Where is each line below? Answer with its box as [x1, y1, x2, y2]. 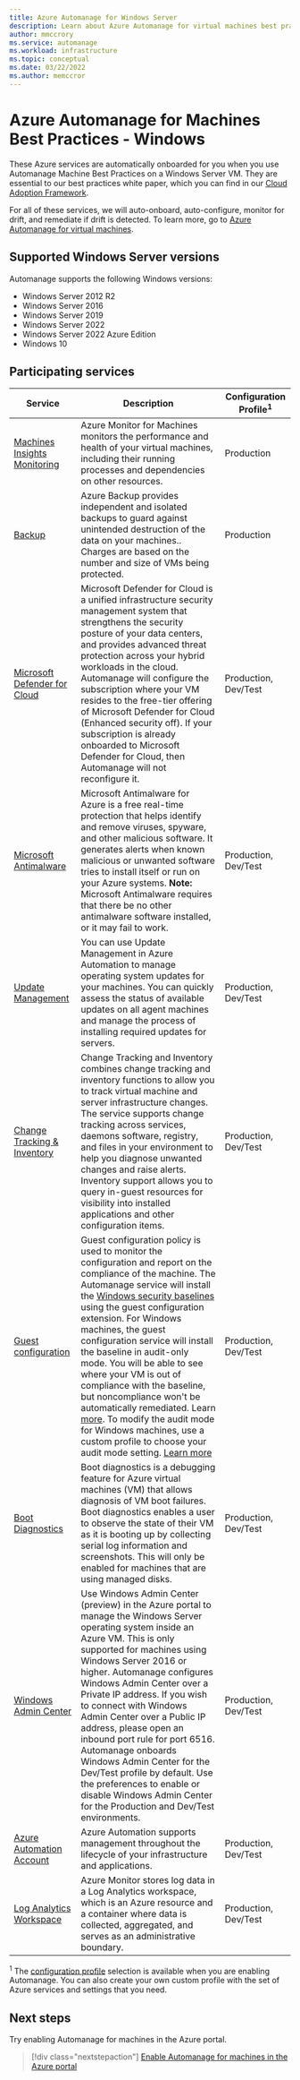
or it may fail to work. [79, 921, 169, 934]
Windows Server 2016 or [79, 1654, 187, 1666]
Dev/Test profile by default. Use [79, 1766, 213, 1778]
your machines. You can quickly [79, 980, 214, 993]
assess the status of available [79, 991, 205, 1004]
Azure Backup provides [79, 489, 179, 501]
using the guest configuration [79, 1300, 204, 1313]
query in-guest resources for [79, 1186, 204, 1198]
